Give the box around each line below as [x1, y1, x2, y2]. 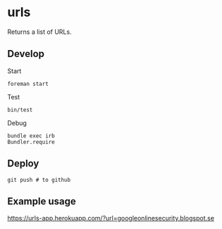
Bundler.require [7, 138, 55, 145]
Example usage [7, 195, 76, 207]
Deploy [7, 158, 39, 170]
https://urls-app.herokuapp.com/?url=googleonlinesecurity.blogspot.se [7, 214, 215, 223]
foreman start [7, 80, 49, 87]
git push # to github [7, 176, 71, 183]
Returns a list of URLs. [7, 27, 72, 36]
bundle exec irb [7, 132, 55, 140]
